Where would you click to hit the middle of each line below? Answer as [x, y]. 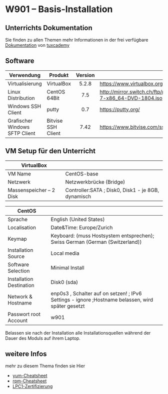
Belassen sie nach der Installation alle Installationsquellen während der [78, 333]
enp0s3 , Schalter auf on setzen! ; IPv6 [96, 293]
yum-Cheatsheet [30, 376]
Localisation [22, 227]
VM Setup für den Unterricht [50, 151]
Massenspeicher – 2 [31, 190]
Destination [21, 285]
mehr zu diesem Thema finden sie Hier [45, 366]
